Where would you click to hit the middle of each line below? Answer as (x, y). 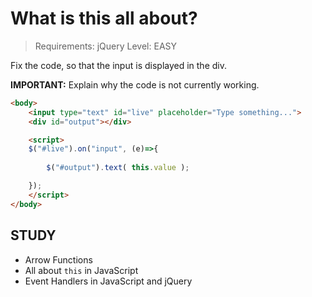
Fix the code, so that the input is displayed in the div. (119, 65)
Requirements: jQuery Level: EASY (106, 46)
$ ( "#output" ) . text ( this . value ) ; (118, 168)
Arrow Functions (58, 259)
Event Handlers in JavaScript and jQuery (108, 281)
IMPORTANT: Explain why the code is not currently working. (135, 84)
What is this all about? (104, 18)
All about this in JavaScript (81, 270)
